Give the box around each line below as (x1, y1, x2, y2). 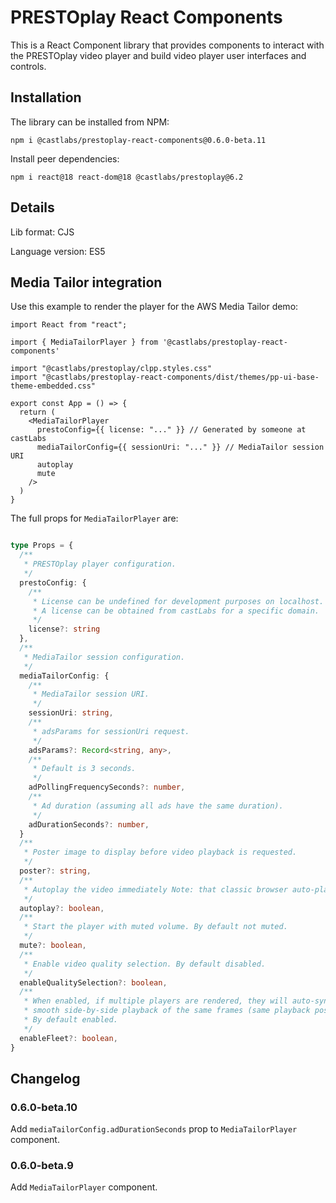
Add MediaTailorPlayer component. (10, 1181, 158, 1193)
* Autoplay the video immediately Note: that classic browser (23, 884, 288, 895)
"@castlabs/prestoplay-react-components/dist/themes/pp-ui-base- (41, 372, 320, 383)
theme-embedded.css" (10, 381, 97, 391)
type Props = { (10, 541, 74, 551)
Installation (10, 89, 82, 106)
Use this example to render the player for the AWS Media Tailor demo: (10, 301, 299, 313)
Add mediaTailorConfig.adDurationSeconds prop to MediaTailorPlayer (10, 1123, 298, 1135)
